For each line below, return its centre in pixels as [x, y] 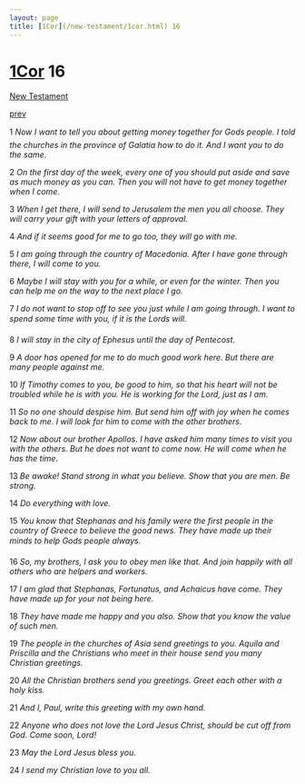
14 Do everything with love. [60, 503]
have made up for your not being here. [82, 599]
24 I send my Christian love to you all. [80, 770]
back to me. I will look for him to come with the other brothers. [126, 422]
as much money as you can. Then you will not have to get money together [148, 182]
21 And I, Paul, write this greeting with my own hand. [108, 708]
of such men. [34, 626]
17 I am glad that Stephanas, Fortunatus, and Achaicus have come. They [146, 589]
